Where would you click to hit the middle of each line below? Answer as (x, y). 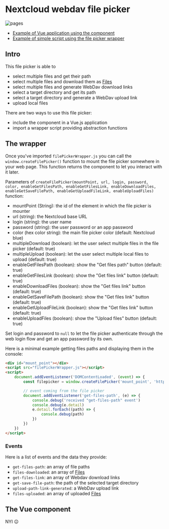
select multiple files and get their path (52, 76)
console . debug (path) (63, 415)
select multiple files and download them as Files (62, 81)
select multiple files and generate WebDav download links (72, 87)
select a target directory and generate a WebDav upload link (75, 97)
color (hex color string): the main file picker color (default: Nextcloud (83, 232)
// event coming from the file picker (64, 391)
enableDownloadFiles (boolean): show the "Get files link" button (79, 286)
